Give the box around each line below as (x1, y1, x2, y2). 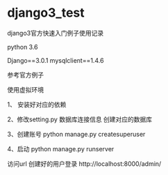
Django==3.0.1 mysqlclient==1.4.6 (7, 56, 104, 64)
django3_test (7, 5, 85, 21)
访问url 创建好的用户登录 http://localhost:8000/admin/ (7, 159, 162, 168)
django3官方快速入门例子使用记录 (7, 29, 104, 37)
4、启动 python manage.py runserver (7, 144, 115, 153)
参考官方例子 (7, 70, 44, 79)
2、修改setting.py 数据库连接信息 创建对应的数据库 (7, 115, 153, 123)
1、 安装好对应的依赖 (7, 100, 67, 109)
